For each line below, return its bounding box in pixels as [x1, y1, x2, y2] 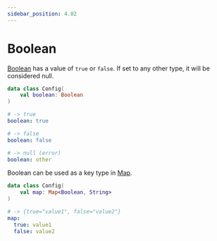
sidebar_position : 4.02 [7, 10, 77, 18]
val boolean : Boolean [20, 92, 83, 99]
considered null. [7, 71, 54, 80]
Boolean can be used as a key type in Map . [7, 168, 132, 177]
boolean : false [7, 137, 52, 144]
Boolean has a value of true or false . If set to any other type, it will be [7, 64, 210, 73]
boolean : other [7, 156, 52, 163]
